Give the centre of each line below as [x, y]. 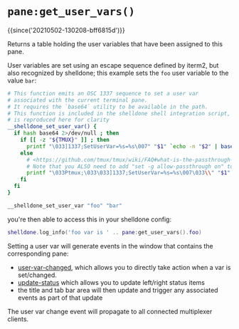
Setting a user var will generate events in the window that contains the [110, 246]
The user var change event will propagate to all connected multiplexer [110, 311]
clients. [18, 319]
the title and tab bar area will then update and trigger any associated [118, 290]
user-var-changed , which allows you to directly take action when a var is [124, 267]
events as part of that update [60, 298]
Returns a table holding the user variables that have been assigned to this [115, 43]
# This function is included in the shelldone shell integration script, [119, 113]
